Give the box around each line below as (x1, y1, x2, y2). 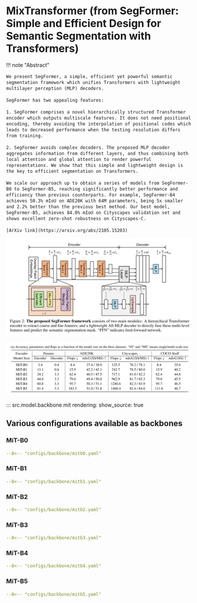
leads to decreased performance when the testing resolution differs (6, 127, 181, 133)
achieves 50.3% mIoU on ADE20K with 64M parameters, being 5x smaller (6, 198, 183, 204)
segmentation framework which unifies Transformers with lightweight (6, 79, 181, 85)
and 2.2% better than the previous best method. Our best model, (6, 204, 170, 209)
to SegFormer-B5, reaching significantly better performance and (14, 186, 178, 192)
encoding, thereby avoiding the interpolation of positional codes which (6, 121, 192, 127)
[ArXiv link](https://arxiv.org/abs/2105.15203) (6, 227, 128, 233)
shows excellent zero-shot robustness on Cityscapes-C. (6, 215, 146, 221)
